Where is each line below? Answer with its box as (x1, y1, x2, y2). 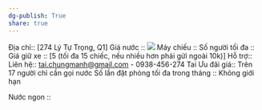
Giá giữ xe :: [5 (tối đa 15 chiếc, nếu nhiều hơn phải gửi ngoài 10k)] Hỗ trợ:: (8, 51, 252, 60)
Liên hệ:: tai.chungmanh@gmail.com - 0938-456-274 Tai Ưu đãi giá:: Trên (8, 59, 253, 69)
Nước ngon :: (8, 92, 51, 101)
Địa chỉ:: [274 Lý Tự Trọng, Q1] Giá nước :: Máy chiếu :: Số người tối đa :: (8, 42, 255, 52)
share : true (8, 19, 48, 27)
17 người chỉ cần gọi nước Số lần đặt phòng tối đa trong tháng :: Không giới (8, 67, 255, 77)
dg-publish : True (8, 11, 67, 20)
